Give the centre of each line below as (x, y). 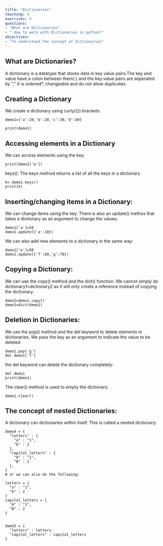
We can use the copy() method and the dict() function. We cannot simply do (82, 281)
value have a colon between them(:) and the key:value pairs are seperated (80, 78)
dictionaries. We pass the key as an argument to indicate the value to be (78, 337)
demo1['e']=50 (20, 250)
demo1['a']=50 (20, 228)
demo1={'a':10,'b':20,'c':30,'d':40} (44, 120)
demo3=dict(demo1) (24, 305)
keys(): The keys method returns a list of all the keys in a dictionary (73, 173)
